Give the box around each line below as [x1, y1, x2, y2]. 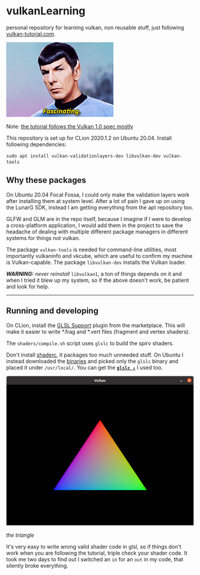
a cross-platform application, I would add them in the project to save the [6, 222, 183, 229]
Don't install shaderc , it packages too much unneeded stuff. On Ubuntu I [6, 351, 183, 358]
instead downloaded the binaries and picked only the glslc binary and [6, 357, 179, 365]
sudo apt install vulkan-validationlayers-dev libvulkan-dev [6, 153, 161, 159]
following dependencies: [6, 140, 67, 147]
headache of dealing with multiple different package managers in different [6, 228, 188, 235]
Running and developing [6, 306, 99, 316]
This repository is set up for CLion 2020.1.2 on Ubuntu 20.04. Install [6, 134, 172, 142]
